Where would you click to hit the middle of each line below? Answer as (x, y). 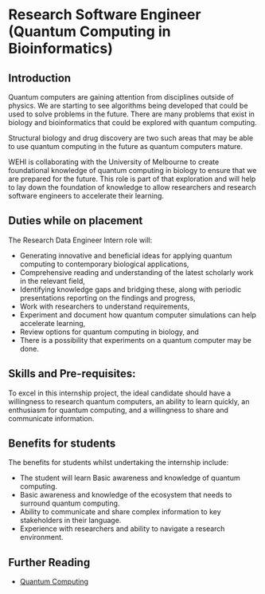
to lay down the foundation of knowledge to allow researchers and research (132, 187)
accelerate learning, (53, 323)
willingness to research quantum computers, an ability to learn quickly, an (129, 401)
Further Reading (49, 563)
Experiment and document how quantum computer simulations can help (138, 315)
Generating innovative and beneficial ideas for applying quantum (126, 255)
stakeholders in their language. (70, 521)
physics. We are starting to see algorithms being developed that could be (128, 106)
